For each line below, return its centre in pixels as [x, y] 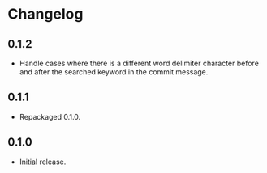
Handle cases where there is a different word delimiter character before [139, 63]
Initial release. [43, 162]
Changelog [45, 14]
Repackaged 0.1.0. [50, 116]
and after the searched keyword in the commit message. [114, 72]
